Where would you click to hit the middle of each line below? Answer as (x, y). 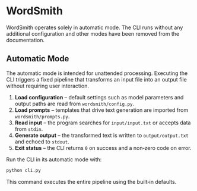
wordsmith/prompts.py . (42, 116)
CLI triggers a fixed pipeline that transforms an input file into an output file (96, 79)
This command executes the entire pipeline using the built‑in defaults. (91, 181)
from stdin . (29, 129)
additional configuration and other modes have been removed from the (93, 33)
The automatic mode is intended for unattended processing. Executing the (97, 73)
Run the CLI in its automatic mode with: (54, 159)
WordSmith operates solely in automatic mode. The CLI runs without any (95, 27)
